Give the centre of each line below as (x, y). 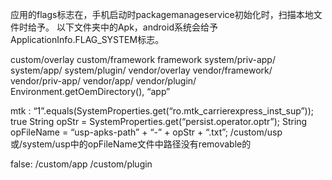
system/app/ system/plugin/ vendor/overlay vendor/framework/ (141, 70)
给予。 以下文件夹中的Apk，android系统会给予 (122, 27)
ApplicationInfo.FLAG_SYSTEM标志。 (87, 39)
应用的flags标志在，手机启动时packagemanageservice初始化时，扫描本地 (162, 14)
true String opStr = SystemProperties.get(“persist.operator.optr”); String (159, 121)
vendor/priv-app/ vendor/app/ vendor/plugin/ (103, 81)
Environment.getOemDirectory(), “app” (90, 91)
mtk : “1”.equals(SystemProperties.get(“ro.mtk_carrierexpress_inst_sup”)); (162, 111)
